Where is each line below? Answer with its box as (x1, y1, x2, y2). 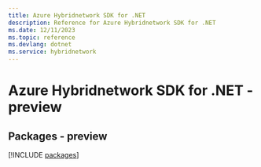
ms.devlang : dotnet (8, 41, 72, 49)
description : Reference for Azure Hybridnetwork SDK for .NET (8, 19, 216, 27)
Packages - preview (8, 129, 108, 143)
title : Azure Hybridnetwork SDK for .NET (8, 11, 146, 20)
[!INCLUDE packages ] (8, 151, 79, 159)
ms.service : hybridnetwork (8, 48, 97, 56)
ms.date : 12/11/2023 (8, 26, 76, 34)
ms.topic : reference (8, 33, 76, 42)
